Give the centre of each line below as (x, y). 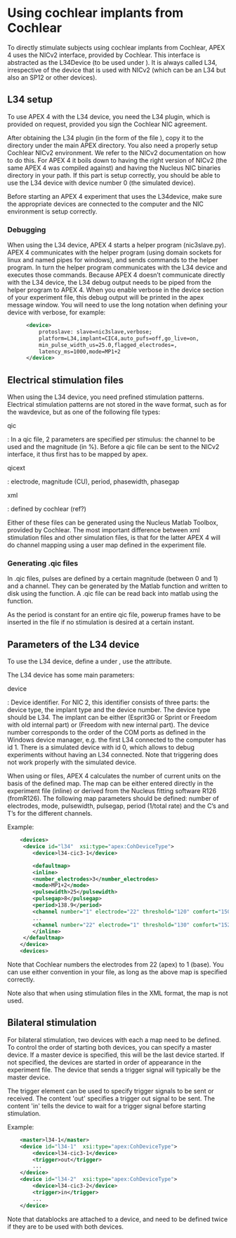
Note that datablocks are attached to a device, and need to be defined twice (118, 1219)
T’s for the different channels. (50, 814)
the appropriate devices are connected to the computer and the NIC (105, 204)
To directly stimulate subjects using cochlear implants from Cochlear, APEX (116, 47)
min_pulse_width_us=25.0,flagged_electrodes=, (108, 345)
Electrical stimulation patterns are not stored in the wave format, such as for (117, 405)
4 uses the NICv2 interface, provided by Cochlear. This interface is (104, 55)
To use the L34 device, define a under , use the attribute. (90, 661)
